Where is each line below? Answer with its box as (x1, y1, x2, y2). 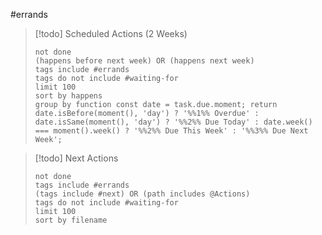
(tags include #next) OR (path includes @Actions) (34, 189, 251, 199)
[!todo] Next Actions (34, 152, 119, 164)
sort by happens (34, 91, 103, 101)
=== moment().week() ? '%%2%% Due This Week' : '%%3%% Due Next (34, 126, 309, 136)
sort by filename (34, 215, 108, 225)
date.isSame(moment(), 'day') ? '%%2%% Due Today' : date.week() (34, 117, 313, 127)
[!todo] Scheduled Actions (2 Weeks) (34, 28, 188, 39)
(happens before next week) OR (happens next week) (34, 56, 255, 66)
